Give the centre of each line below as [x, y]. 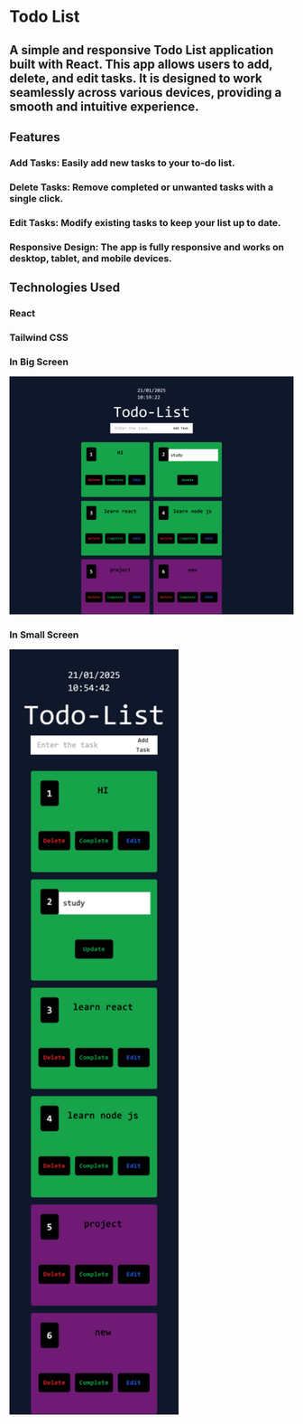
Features [35, 137]
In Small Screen [44, 635]
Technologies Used [64, 288]
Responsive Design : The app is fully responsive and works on [147, 247]
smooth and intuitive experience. [105, 106]
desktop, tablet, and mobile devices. [91, 258]
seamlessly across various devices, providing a [146, 92]
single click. [37, 198]
